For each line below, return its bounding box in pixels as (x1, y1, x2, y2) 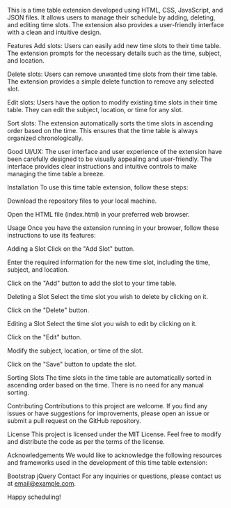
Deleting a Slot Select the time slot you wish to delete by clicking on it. (7, 293, 209, 300)
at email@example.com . (7, 479, 77, 487)
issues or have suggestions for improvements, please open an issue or (7, 409, 210, 417)
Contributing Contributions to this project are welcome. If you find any (7, 402, 208, 410)
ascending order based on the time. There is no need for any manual (7, 381, 204, 389)
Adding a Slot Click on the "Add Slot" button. (7, 245, 135, 253)
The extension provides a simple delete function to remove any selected (7, 77, 214, 86)
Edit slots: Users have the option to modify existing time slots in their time (7, 98, 218, 107)
